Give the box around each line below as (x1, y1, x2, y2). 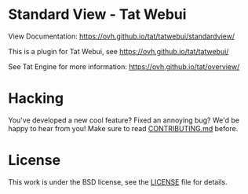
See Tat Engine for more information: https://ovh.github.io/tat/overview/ (8, 61, 240, 71)
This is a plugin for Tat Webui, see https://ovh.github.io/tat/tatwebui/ (8, 46, 229, 56)
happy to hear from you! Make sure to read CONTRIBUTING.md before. (8, 123, 239, 133)
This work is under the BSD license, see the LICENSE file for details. (8, 177, 228, 186)
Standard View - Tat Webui (8, 5, 187, 24)
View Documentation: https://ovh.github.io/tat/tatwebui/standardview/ (8, 31, 235, 41)
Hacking (8, 90, 64, 108)
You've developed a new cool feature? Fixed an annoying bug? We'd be (8, 115, 239, 125)
